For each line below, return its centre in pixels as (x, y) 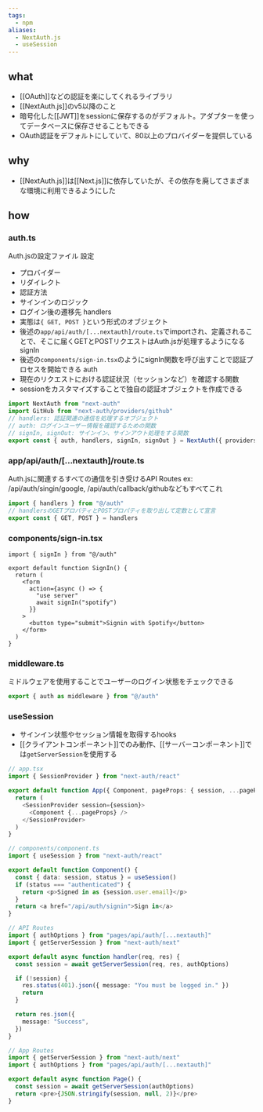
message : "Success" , (56, 1022)
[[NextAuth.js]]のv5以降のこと (68, 106)
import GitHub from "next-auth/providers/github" (91, 412)
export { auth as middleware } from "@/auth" (83, 697)
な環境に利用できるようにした (67, 190)
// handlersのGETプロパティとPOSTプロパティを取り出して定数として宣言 (112, 510)
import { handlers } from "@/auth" (66, 503)
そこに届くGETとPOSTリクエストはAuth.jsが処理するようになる (142, 342)
